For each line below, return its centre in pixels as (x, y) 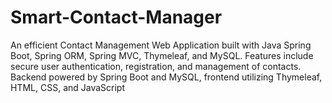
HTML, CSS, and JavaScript (68, 87)
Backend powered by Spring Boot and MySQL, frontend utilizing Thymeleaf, (166, 77)
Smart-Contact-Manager (116, 17)
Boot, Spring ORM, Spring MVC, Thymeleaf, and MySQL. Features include (162, 55)
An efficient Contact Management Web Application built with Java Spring (161, 45)
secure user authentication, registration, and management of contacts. (156, 66)
